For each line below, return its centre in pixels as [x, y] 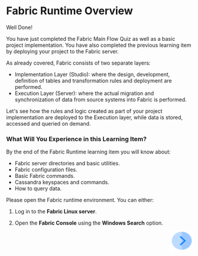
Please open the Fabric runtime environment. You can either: [80, 200]
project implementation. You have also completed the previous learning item [99, 45]
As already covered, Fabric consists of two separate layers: [78, 63]
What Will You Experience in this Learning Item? [76, 139]
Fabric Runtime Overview [69, 11]
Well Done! [19, 27]
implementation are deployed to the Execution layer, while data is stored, [95, 117]
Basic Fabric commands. [45, 176]
